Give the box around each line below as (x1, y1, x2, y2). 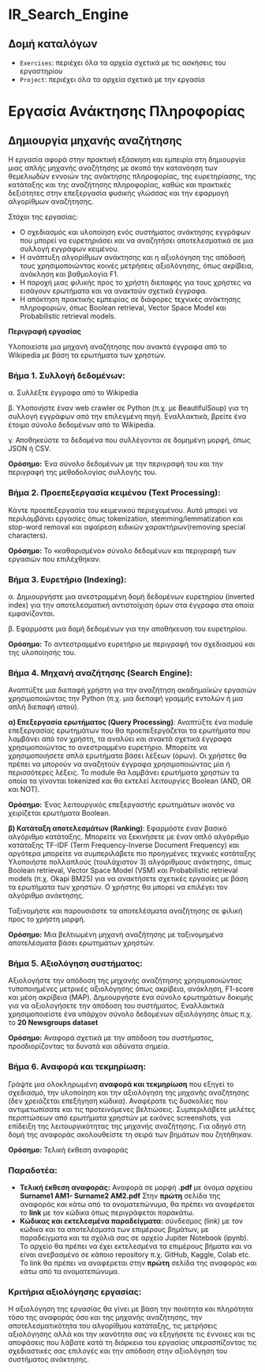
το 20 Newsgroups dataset (8, 1018, 99, 1027)
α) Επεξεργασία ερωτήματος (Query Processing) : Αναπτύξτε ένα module (8, 718, 253, 727)
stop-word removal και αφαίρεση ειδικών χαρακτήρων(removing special (8, 522, 246, 531)
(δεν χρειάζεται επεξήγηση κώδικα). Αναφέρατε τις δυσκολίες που (8, 1096, 229, 1106)
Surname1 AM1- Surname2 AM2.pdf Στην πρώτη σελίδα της (19, 1191, 221, 1200)
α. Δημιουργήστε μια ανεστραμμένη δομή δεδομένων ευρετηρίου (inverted (8, 591, 255, 601)
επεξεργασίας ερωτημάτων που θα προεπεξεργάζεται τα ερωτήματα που (8, 726, 251, 736)
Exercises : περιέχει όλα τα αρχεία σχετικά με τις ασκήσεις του (19, 58, 226, 67)
